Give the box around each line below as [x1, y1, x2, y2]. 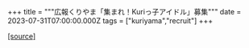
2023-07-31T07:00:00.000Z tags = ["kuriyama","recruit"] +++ [7, 16, 214, 26]
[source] [7, 31, 36, 41]
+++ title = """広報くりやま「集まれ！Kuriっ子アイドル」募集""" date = [7, 7, 242, 16]
